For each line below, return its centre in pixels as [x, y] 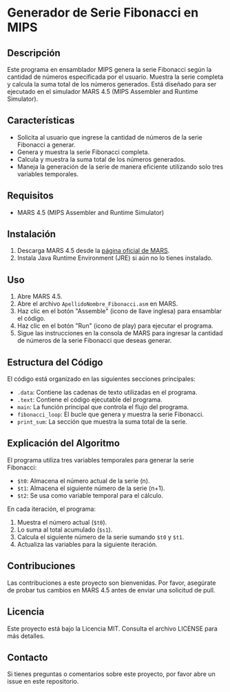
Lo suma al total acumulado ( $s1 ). [65, 530]
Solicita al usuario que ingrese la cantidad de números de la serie [109, 137]
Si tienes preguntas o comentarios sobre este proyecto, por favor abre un [111, 674]
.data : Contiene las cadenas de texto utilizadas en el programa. [107, 393]
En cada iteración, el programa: [52, 509]
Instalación [32, 234]
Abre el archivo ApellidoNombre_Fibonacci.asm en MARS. [97, 304]
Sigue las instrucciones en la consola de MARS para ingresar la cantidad [120, 333]
